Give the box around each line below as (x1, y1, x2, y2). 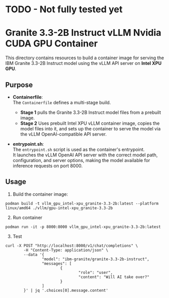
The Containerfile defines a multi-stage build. (12, 99, 111, 105)
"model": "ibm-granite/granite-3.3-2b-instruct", (41, 257, 150, 262)
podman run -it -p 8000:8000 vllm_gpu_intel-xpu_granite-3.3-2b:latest (5, 224, 161, 230)
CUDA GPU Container (5, 38, 98, 50)
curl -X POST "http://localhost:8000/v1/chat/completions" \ (5, 243, 138, 248)
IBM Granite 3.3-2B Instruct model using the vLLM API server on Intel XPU (5, 60, 162, 66)
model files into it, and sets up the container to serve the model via (20, 125, 161, 131)
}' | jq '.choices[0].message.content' (23, 288, 109, 293)
